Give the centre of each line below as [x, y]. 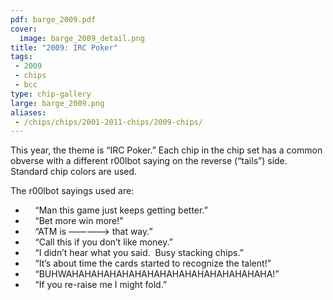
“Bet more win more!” [79, 221]
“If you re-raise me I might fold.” [101, 285]
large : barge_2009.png [57, 103]
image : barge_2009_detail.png [82, 38]
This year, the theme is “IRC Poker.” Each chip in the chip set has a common [166, 150]
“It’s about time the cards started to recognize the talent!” [153, 263]
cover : [24, 29]
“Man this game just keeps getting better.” [121, 210]
